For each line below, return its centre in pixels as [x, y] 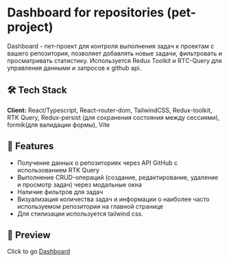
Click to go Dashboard [39, 252]
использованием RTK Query [58, 170]
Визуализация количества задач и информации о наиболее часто [113, 199]
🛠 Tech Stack [37, 90]
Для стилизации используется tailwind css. [80, 213]
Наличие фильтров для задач [60, 192]
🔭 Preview [29, 235]
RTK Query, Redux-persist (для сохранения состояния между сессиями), [113, 117]
